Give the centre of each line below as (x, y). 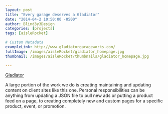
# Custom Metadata (24, 42)
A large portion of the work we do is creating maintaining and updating (78, 85)
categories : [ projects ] (30, 29)
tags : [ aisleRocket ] (27, 33)
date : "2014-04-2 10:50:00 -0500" (41, 19)
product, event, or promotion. (36, 106)
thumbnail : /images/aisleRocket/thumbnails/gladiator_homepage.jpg (77, 56)
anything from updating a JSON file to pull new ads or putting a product (79, 95)
